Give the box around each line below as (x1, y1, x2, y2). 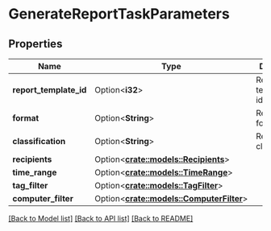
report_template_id (12, 85, 87, 95)
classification (12, 136, 66, 146)
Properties (8, 37, 63, 51)
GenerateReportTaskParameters (8, 5, 230, 23)
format (12, 113, 40, 123)
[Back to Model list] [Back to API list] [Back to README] (8, 214, 194, 223)
